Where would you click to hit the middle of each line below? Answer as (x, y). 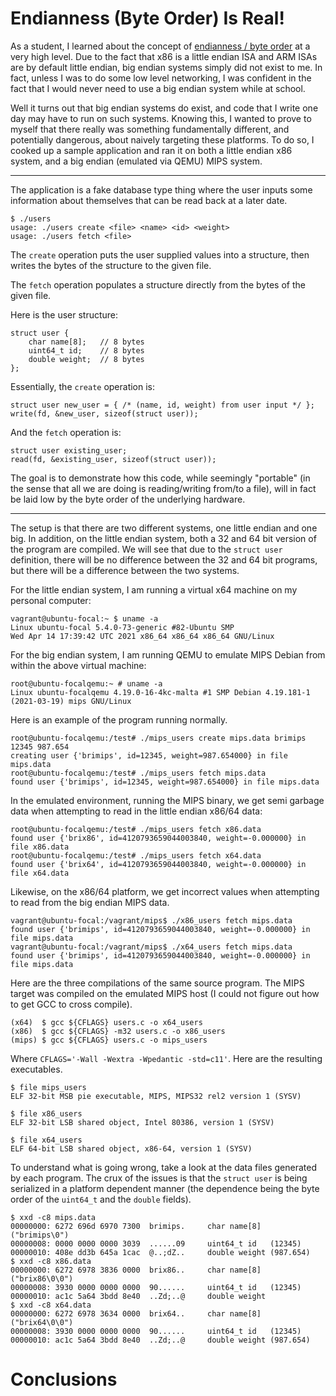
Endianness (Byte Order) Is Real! (147, 18)
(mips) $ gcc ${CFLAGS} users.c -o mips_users (109, 1040)
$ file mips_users (48, 1087)
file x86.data (40, 847)
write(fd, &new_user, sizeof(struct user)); (104, 413)
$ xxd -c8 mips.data (53, 1217)
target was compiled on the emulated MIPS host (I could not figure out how (165, 993)
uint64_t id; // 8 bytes (86, 350)
